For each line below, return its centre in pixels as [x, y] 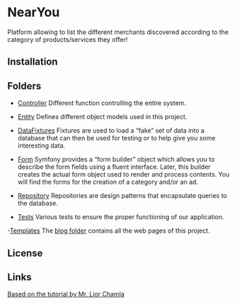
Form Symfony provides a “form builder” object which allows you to [116, 160]
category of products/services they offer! [68, 39]
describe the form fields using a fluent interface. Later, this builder [114, 167]
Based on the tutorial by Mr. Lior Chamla [66, 294]
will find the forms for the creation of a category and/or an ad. [108, 182]
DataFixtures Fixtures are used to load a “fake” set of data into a [111, 131]
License [25, 253]
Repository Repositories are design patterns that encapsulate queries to [122, 196]
